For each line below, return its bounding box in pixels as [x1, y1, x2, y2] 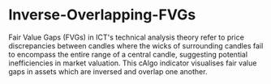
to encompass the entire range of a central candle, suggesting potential [8, 49, 248, 59]
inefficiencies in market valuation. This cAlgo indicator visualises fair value [8, 58, 257, 68]
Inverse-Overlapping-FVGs [8, 6, 196, 24]
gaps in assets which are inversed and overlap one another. [8, 66, 208, 76]
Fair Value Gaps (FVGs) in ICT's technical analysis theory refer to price [8, 32, 245, 42]
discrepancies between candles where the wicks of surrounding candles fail [8, 40, 264, 50]
